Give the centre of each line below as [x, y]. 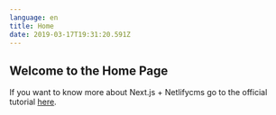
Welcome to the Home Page [89, 71]
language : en [34, 18]
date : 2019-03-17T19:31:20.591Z [70, 34]
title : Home [32, 26]
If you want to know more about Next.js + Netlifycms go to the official [138, 93]
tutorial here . [33, 102]
